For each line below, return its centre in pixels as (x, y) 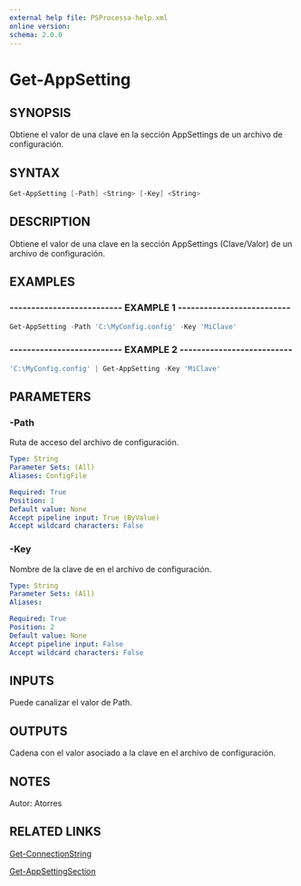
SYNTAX (35, 173)
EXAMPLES (42, 282)
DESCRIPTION (50, 222)
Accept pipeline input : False (67, 644)
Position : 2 (32, 628)
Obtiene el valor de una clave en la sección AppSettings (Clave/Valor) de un (151, 243)
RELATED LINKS (55, 832)
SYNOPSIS (40, 113)
